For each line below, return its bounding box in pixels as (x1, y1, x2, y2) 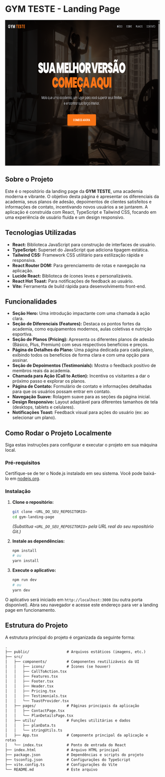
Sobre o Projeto (5, 175, 54, 183)
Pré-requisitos (5, 460, 40, 466)
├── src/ (5, 654, 23, 659)
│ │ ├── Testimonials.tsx (5, 693, 67, 699)
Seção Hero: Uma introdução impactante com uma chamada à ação (12, 311, 150, 316)
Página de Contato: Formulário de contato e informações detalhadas (12, 384, 152, 389)
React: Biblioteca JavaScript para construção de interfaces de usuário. (12, 241, 156, 247)
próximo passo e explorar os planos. (12, 378, 86, 384)
